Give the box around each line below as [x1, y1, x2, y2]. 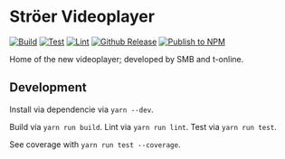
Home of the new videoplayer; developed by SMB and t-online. [9, 53, 244, 64]
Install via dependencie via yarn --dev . [9, 104, 154, 115]
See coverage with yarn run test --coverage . [9, 138, 181, 150]
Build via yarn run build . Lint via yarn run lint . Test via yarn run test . [9, 121, 278, 132]
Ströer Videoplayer [9, 6, 156, 27]
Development [9, 79, 88, 96]
